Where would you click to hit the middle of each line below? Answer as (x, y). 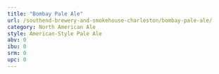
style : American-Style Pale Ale (55, 33)
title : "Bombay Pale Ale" (45, 14)
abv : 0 (17, 40)
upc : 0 (17, 60)
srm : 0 (17, 54)
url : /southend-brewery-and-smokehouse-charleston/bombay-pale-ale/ (110, 20)
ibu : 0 (17, 47)
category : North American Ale (52, 27)
